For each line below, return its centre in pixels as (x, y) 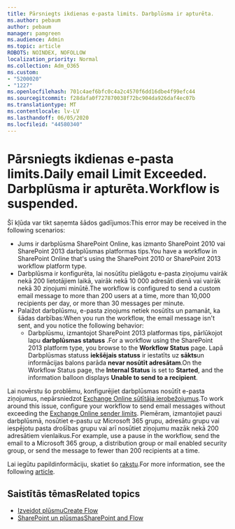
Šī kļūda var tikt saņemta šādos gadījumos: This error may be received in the (117, 223)
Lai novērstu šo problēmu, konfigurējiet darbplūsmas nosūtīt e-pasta (106, 391)
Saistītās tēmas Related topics (74, 494)
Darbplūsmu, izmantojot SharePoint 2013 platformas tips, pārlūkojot (125, 333)
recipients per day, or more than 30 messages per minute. (101, 303)
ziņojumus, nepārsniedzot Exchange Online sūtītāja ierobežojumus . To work (115, 399)
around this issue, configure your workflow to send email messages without (116, 406)
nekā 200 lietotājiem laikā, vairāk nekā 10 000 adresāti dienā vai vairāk (119, 281)
